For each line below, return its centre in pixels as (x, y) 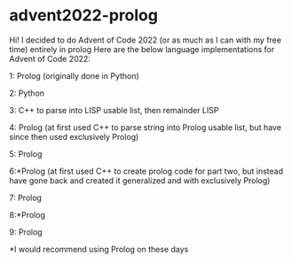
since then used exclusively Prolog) (74, 136)
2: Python (27, 93)
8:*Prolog (28, 214)
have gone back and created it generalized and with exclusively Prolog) (140, 180)
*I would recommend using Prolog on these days (99, 249)
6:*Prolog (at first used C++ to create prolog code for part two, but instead (146, 171)
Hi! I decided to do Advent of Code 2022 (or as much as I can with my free (146, 40)
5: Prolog (26, 154)
